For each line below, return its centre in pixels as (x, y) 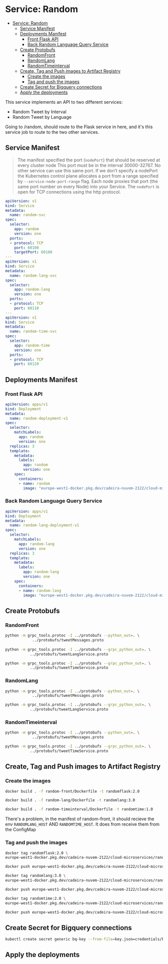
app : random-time (32, 345)
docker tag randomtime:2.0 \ (35, 898)
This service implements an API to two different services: (64, 102)
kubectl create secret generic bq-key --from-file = (60, 939)
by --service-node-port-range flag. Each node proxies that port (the (88, 181)
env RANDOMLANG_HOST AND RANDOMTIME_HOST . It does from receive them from (82, 824)
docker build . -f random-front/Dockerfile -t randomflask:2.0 (72, 791)
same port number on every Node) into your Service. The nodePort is (88, 186)
